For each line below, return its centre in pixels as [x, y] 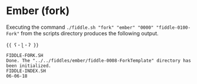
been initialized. [29, 66]
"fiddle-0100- [173, 28]
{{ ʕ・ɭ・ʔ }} [23, 45]
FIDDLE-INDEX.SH [26, 71]
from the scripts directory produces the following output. [90, 33]
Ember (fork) [38, 11]
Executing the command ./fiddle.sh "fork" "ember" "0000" [80, 27]
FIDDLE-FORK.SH [25, 55]
